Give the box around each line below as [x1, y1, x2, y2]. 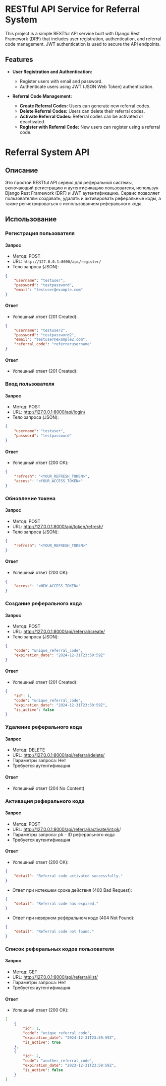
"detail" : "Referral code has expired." [14, 901, 99, 906]
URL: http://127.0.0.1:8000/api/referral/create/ [12, 628, 105, 634]
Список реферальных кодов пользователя [5, 945, 114, 952]
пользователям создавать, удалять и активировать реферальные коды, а [5, 195, 161, 201]
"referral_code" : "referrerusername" [14, 342, 92, 347]
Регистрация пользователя [5, 230, 75, 237]
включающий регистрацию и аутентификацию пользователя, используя [5, 185, 159, 191]
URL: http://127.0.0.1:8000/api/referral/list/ [12, 974, 98, 980]
